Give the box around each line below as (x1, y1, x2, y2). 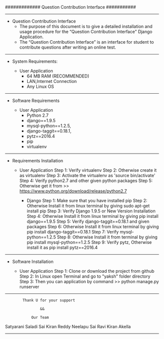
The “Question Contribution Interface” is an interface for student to (19, 39, 154, 45)
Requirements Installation (12, 158, 63, 163)
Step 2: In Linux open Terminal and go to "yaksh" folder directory (19, 273, 150, 279)
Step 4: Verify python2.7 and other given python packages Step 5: (19, 178, 153, 183)
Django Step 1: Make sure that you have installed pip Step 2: (26, 198, 147, 203)
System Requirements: (12, 58, 58, 64)
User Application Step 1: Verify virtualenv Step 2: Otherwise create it (19, 167, 157, 173)
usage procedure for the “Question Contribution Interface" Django (19, 29, 153, 34)
